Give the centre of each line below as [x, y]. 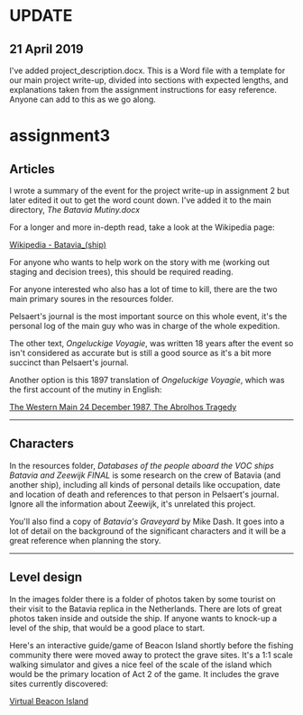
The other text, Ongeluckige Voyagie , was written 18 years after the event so [151, 343]
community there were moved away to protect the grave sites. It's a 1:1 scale [151, 655]
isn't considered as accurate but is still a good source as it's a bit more [141, 353]
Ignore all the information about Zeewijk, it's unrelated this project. [133, 504]
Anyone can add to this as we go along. [83, 99]
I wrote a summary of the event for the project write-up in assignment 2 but [150, 191]
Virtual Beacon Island [49, 701]
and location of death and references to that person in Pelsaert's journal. [144, 494]
